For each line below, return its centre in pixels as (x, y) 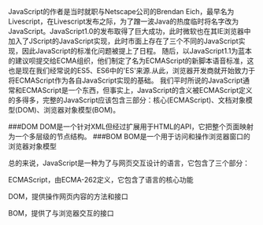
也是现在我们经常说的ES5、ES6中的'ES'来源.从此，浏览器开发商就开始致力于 (132, 70)
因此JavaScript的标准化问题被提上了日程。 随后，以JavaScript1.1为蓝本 (137, 51)
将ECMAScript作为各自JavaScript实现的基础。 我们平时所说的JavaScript (126, 80)
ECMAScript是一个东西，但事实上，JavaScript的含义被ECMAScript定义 (137, 90)
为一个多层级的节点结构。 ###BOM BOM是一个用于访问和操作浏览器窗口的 (129, 136)
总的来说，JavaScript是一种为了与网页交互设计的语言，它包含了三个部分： (129, 163)
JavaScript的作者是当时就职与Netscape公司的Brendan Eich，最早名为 (121, 11)
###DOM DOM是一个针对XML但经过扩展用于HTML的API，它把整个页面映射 (131, 127)
